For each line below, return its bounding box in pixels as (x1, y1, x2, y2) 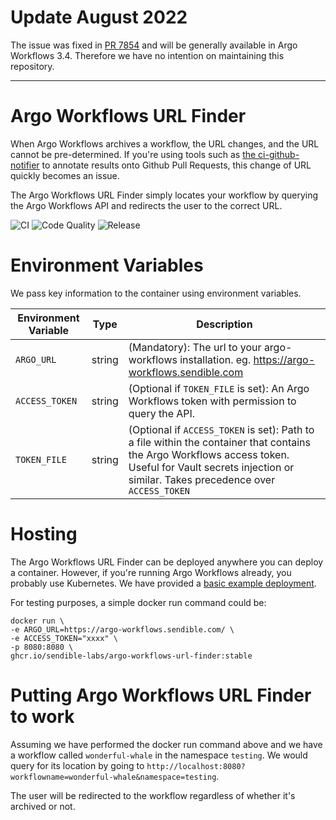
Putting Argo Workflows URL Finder (10, 684, 312, 706)
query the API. (128, 406, 196, 420)
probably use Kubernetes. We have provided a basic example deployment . (10, 577, 317, 589)
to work (10, 705, 75, 728)
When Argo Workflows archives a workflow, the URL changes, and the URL (10, 137, 320, 150)
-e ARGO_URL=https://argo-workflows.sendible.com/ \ (10, 624, 235, 635)
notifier (10, 159, 40, 171)
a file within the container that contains (128, 435, 311, 449)
